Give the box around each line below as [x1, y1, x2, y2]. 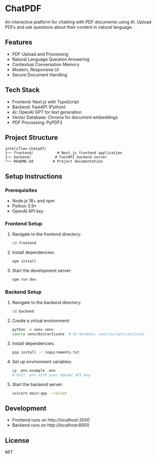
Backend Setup [5, 289, 42, 295]
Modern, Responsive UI [12, 67, 59, 72]
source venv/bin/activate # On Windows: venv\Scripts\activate [12, 332, 145, 337]
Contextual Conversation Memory [12, 61, 80, 67]
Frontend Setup [5, 220, 43, 227]
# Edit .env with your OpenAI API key [12, 373, 91, 377]
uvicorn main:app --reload [12, 391, 67, 396]
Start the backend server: [12, 381, 63, 387]
